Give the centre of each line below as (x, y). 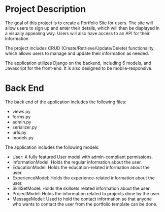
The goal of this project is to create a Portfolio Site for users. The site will (79, 23)
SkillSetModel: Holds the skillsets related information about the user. (82, 188)
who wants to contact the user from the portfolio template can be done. (85, 204)
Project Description (46, 9)
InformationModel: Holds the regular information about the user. (77, 162)
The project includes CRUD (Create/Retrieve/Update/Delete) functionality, (80, 48)
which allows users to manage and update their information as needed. (77, 53)
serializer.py (25, 127)
